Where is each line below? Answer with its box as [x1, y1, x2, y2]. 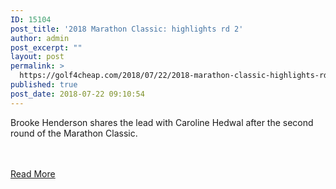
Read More [10, 167, 56, 180]
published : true [10, 80, 78, 90]
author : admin [10, 33, 70, 43]
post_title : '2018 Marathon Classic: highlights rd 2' [10, 24, 244, 34]
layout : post [10, 52, 65, 62]
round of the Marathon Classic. [10, 127, 138, 139]
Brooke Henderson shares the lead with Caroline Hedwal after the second [10, 116, 314, 128]
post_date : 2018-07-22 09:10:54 [10, 89, 145, 99]
